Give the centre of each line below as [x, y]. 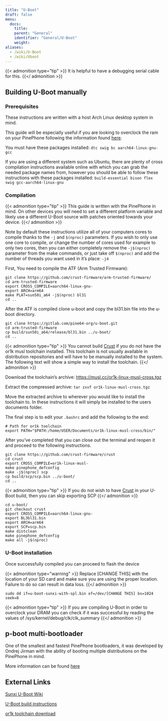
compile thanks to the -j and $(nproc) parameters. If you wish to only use [81, 237]
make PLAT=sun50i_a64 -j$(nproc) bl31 [46, 295]
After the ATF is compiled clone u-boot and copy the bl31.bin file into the [80, 309]
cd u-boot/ [17, 505]
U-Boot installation [29, 553]
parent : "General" [33, 33]
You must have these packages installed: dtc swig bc [60, 148]
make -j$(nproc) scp [27, 472]
